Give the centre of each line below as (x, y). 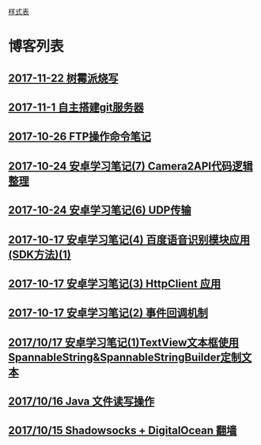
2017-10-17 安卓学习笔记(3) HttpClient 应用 (115, 283)
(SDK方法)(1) (40, 254)
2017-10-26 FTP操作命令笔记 (80, 137)
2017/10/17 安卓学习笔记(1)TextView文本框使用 (124, 342)
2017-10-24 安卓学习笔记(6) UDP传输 (100, 211)
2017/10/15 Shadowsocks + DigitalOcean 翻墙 (123, 430)
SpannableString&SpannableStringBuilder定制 (125, 357)
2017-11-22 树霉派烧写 (63, 78)
